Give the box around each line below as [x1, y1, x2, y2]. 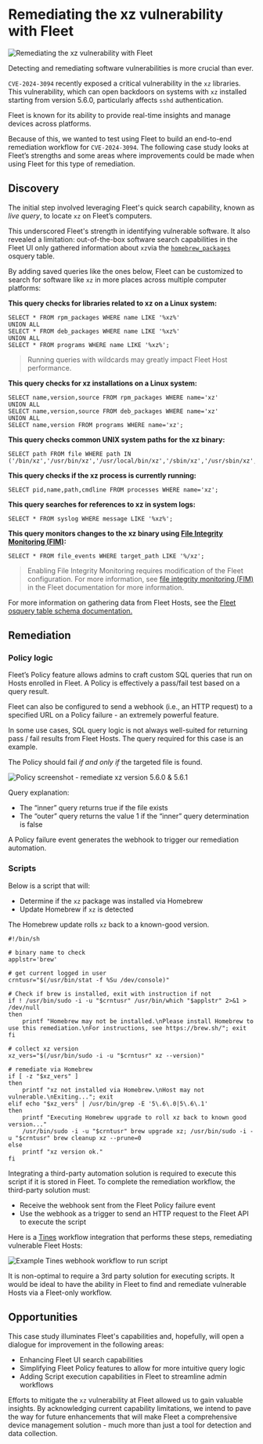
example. [8, 742, 38, 751]
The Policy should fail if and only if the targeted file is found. [8, 758, 203, 767]
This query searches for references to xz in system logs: [8, 499, 196, 509]
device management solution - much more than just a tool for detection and [8, 1420, 252, 1430]
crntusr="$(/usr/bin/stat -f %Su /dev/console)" [8, 976, 170, 984]
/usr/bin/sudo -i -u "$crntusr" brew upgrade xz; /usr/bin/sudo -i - [22, 1127, 254, 1135]
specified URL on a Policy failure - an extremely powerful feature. [8, 711, 219, 720]
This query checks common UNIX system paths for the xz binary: [8, 434, 225, 444]
